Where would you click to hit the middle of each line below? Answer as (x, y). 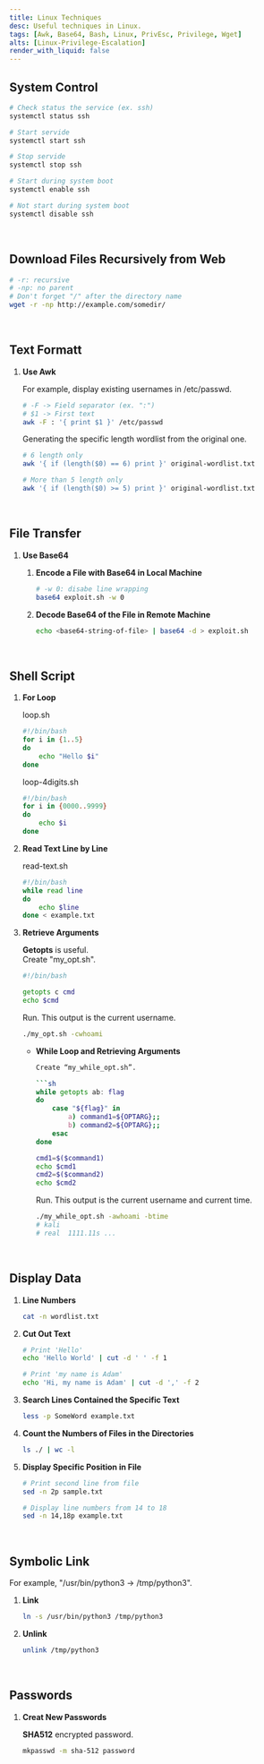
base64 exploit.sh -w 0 (80, 597)
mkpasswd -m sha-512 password (79, 1751)
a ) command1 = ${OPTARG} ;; (114, 1117)
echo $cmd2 (56, 1183)
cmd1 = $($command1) (70, 1158)
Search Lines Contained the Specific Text (101, 1400)
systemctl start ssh (48, 141)
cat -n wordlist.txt (60, 1316)
